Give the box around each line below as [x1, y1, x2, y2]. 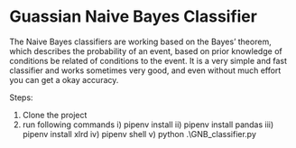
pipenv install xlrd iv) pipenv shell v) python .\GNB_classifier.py [22, 128, 257, 139]
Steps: [9, 92, 33, 103]
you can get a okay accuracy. [9, 74, 119, 85]
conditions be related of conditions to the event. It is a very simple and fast [9, 55, 287, 66]
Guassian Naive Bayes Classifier [9, 6, 257, 27]
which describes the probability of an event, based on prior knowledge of [9, 45, 282, 56]
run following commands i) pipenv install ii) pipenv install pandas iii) [22, 119, 274, 130]
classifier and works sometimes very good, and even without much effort [9, 65, 282, 76]
